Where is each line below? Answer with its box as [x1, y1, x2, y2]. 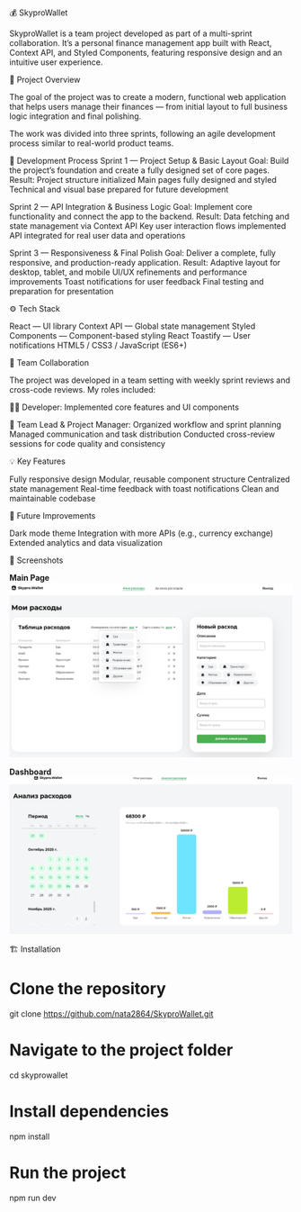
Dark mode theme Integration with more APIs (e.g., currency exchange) [9, 528, 274, 538]
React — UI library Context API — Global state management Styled [9, 321, 256, 331]
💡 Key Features [9, 456, 66, 466]
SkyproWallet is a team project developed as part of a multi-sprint [9, 28, 253, 39]
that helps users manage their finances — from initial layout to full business [9, 102, 288, 112]
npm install [9, 1131, 50, 1142]
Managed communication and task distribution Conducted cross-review [9, 429, 276, 439]
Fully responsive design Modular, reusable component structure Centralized [9, 474, 290, 484]
